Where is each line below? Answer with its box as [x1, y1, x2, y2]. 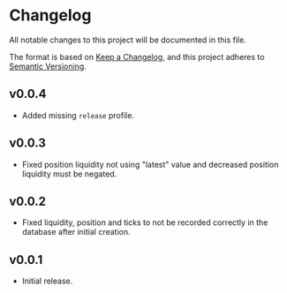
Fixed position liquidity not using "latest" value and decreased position [21, 159, 279, 169]
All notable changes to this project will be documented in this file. [9, 34, 247, 45]
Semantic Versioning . [9, 61, 87, 71]
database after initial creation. [21, 227, 131, 237]
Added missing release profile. [21, 109, 135, 120]
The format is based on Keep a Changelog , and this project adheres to [9, 51, 265, 62]
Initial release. [21, 275, 73, 287]
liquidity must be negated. [21, 169, 117, 179]
